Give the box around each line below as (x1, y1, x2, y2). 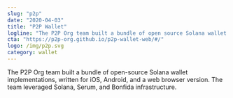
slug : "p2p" (7, 10, 42, 17)
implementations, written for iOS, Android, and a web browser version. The (7, 75, 223, 83)
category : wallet (7, 49, 58, 56)
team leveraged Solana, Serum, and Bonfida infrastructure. (7, 83, 177, 91)
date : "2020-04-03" (7, 17, 64, 24)
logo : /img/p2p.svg (7, 42, 64, 49)
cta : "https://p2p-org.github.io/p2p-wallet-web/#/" (7, 36, 164, 43)
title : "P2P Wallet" (7, 23, 68, 30)
